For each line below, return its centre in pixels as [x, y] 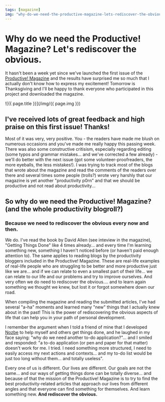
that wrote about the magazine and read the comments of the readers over [81, 170]
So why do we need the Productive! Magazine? [78, 201]
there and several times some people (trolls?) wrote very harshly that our [79, 175]
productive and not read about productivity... [50, 186]
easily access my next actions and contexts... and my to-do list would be [79, 353]
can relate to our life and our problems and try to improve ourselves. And [79, 276]
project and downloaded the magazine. [45, 94]
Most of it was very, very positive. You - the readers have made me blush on [82, 139]
